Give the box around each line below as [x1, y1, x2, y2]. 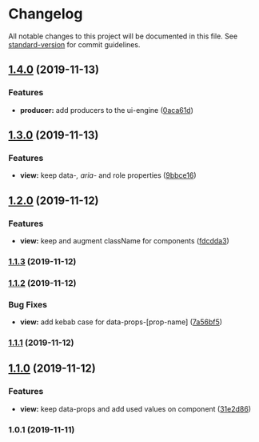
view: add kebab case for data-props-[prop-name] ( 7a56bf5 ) [19, 317, 222, 327]
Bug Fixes [8, 299, 48, 310]
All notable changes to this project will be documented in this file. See [8, 31, 238, 41]
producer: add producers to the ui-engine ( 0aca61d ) [19, 105, 194, 115]
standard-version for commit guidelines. [8, 39, 141, 49]
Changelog [8, 5, 83, 23]
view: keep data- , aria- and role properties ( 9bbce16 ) [19, 171, 197, 180]
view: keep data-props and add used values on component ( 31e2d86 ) [19, 404, 252, 413]
